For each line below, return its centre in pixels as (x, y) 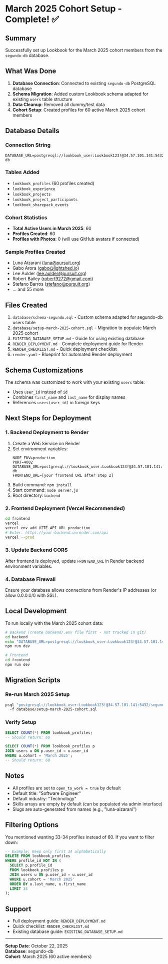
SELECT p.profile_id (31, 865)
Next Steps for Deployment (48, 418)
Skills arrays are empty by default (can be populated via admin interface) (87, 804)
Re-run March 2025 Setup (37, 694)
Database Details (32, 131)
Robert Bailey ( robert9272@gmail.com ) (53, 279)
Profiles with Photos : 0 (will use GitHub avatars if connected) (76, 239)
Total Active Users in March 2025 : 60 (52, 229)
